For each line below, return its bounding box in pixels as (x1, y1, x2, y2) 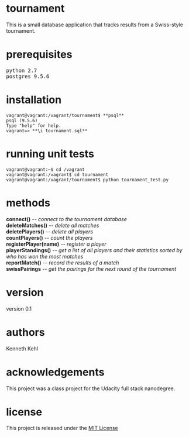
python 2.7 (6, 67, 37, 74)
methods (6, 196, 51, 209)
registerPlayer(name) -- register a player (6, 240, 106, 247)
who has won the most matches (6, 253, 84, 260)
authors (6, 325, 45, 339)
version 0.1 (6, 305, 32, 312)
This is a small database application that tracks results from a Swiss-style (6, 21, 183, 28)
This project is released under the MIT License (6, 425, 118, 432)
